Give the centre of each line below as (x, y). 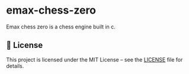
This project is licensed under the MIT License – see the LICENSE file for (94, 59)
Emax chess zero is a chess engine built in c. (61, 27)
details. (15, 66)
